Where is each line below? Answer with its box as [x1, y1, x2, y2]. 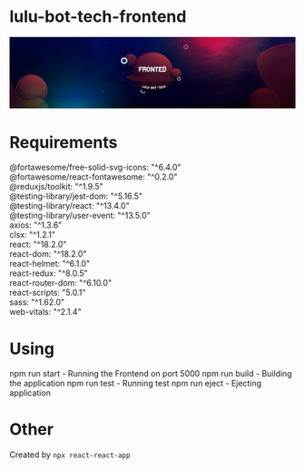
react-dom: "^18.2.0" [9, 249, 87, 259]
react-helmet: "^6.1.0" [9, 259, 91, 269]
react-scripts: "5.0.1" [9, 288, 86, 298]
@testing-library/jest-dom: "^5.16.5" [9, 191, 143, 201]
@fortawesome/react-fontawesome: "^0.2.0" [9, 171, 178, 182]
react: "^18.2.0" [9, 239, 67, 250]
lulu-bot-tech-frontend [9, 6, 187, 27]
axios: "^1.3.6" [9, 220, 63, 230]
